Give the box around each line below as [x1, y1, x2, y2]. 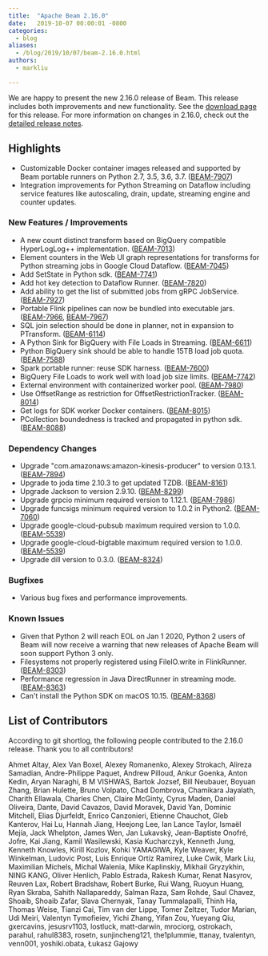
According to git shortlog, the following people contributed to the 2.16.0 [8, 735, 243, 745]
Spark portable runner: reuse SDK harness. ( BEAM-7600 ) [19, 363, 210, 373]
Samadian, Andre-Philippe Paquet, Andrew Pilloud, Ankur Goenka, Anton [8, 768, 248, 778]
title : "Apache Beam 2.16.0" [8, 11, 110, 20]
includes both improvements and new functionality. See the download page [8, 101, 258, 111]
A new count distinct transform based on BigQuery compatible [19, 235, 226, 245]
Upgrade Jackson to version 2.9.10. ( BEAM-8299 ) [19, 487, 184, 496]
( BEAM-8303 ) [19, 665, 66, 674]
